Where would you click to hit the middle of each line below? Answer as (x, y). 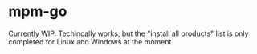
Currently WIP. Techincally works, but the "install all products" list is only (128, 33)
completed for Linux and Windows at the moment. (91, 41)
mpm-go (38, 12)
